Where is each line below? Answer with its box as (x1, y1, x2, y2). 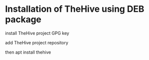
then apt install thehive (5, 49, 51, 55)
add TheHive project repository (5, 39, 69, 45)
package (5, 14, 42, 25)
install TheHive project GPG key (5, 30, 70, 36)
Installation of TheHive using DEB (5, 3, 145, 15)
